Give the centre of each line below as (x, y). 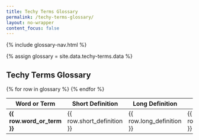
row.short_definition (95, 121)
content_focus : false (33, 28)
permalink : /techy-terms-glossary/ (50, 17)
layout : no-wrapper (30, 22)
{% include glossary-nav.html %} (46, 45)
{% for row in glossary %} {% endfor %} (55, 89)
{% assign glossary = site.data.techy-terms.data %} (70, 56)
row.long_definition (155, 121)
